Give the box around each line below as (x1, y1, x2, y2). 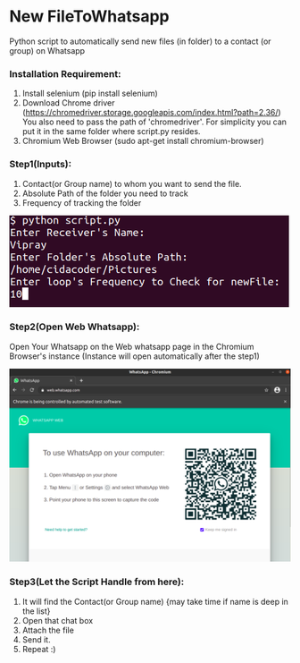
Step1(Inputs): (9, 158, 72, 171)
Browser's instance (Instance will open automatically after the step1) (9, 351, 261, 361)
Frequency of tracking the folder (21, 197, 142, 208)
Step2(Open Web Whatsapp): (9, 320, 140, 333)
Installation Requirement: (9, 67, 121, 80)
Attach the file (21, 625, 74, 635)
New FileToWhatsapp (9, 6, 170, 27)
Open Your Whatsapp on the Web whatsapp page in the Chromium (9, 341, 254, 352)
